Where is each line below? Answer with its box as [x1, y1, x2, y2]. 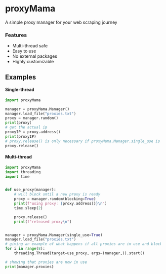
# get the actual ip [5, 125, 48, 130]
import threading [5, 169, 41, 174]
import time [5, 174, 30, 179]
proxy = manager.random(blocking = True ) [14, 196, 96, 201]
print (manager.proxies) [5, 264, 54, 269]
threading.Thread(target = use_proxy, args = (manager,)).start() [14, 251, 145, 256]
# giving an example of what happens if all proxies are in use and [5, 241, 149, 247]
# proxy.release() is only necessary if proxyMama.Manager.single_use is [5, 139, 161, 144]
